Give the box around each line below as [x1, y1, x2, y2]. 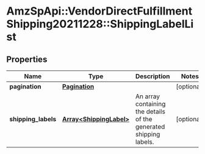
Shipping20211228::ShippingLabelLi [6, 17, 194, 31]
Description [135, 72, 170, 80]
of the [135, 115, 153, 123]
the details [135, 107, 166, 116]
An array [135, 92, 160, 101]
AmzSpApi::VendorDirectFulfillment [6, 4, 193, 18]
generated [135, 122, 165, 131]
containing [135, 100, 166, 108]
